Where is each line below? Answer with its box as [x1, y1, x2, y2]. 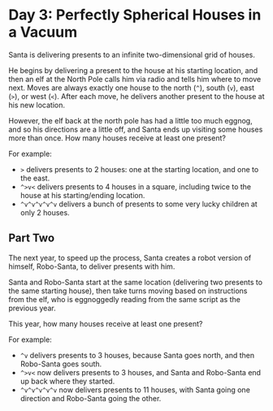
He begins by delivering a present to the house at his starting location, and [8, 65, 258, 75]
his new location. [8, 100, 66, 110]
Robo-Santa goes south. [19, 359, 102, 369]
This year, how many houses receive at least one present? [8, 318, 203, 328]
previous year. [8, 303, 56, 313]
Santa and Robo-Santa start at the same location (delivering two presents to [8, 277, 262, 287]
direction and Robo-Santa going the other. [19, 393, 162, 403]
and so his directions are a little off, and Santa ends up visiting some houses [8, 124, 263, 134]
